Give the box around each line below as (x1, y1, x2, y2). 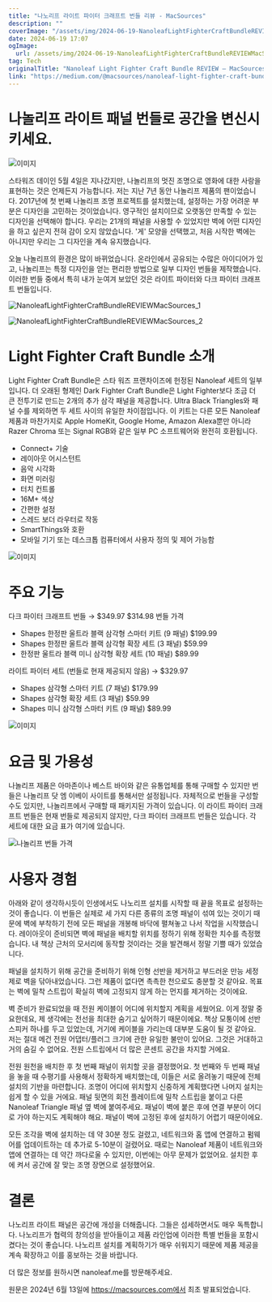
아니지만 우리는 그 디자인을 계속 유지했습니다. (8, 236, 151, 246)
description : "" (8, 19, 63, 28)
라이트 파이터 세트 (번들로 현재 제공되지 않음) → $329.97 (8, 666, 189, 676)
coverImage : (8, 27, 49, 35)
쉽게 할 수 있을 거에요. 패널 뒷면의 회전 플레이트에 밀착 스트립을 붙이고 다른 (8, 1092, 244, 1102)
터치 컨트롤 (19, 483, 56, 493)
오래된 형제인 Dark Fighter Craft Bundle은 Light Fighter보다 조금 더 (40, 385, 257, 395)
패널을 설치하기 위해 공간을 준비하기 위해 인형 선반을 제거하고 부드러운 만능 (8, 966, 244, 976)
